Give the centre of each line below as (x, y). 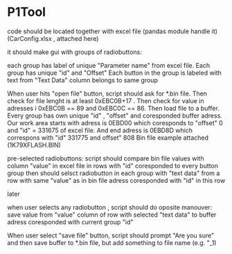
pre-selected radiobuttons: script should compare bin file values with (106, 158)
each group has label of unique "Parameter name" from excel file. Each (109, 65)
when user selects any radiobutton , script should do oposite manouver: (110, 207)
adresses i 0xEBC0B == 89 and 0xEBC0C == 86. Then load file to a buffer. (113, 108)
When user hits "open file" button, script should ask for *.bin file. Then (107, 93)
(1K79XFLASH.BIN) (34, 145)
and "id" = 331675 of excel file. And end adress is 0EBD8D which (100, 130)
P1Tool (27, 12)
